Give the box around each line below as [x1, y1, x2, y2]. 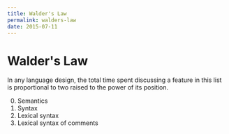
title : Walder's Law [7, 10, 68, 17]
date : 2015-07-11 [7, 23, 58, 30]
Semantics [17, 97, 48, 105]
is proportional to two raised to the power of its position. [7, 83, 169, 92]
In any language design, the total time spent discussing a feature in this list [7, 76, 222, 84]
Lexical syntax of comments [17, 119, 99, 127]
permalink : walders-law [7, 17, 77, 24]
